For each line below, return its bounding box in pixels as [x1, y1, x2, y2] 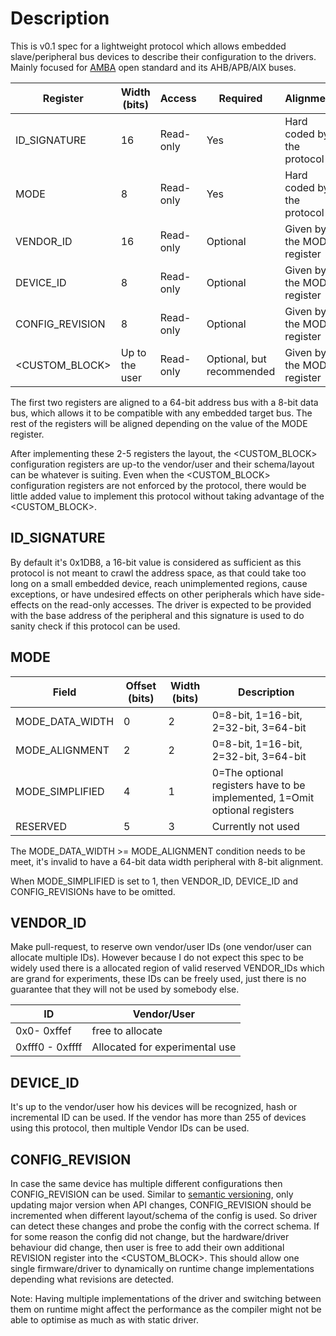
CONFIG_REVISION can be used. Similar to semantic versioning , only [10, 1188, 294, 1200]
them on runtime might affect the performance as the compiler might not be [10, 1303, 322, 1315]
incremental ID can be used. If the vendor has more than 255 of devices [10, 1112, 307, 1124]
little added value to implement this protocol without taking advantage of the [10, 490, 325, 502]
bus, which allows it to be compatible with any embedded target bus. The [10, 407, 313, 419]
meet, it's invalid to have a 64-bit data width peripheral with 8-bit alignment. [10, 855, 324, 867]
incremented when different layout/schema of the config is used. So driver [10, 1210, 318, 1221]
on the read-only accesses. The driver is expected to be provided [41, 598, 312, 611]
